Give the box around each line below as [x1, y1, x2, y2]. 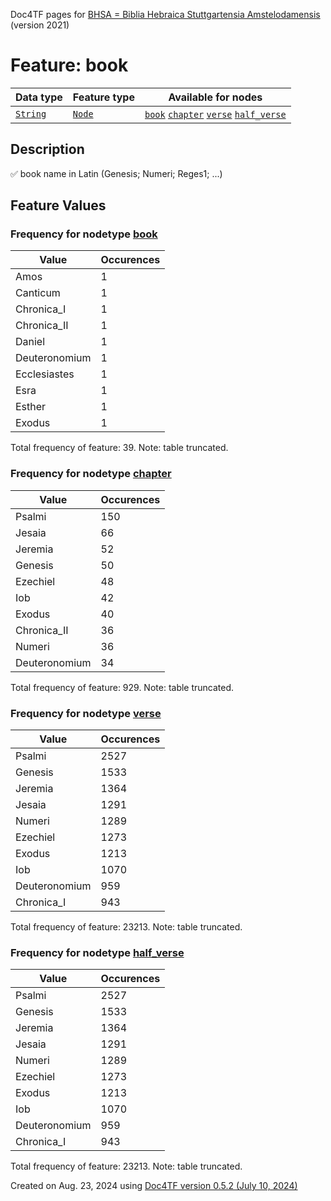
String [15, 108, 47, 119]
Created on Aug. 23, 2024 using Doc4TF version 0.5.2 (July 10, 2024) [10, 1180, 298, 1192]
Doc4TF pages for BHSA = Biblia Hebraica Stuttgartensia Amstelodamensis [10, 9, 321, 20]
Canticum [15, 286, 61, 300]
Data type [15, 90, 63, 104]
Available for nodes [168, 90, 263, 104]
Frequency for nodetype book [10, 227, 158, 241]
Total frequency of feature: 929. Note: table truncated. [10, 681, 235, 693]
